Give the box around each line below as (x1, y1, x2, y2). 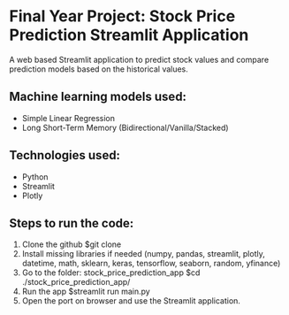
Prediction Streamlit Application (9, 25, 249, 45)
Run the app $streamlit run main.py (21, 286, 150, 297)
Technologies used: (9, 148, 121, 163)
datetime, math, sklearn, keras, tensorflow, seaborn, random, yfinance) (21, 258, 281, 269)
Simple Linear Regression (21, 112, 116, 123)
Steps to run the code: (9, 215, 134, 231)
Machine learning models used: (9, 89, 187, 104)
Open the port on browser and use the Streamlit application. (21, 296, 241, 306)
